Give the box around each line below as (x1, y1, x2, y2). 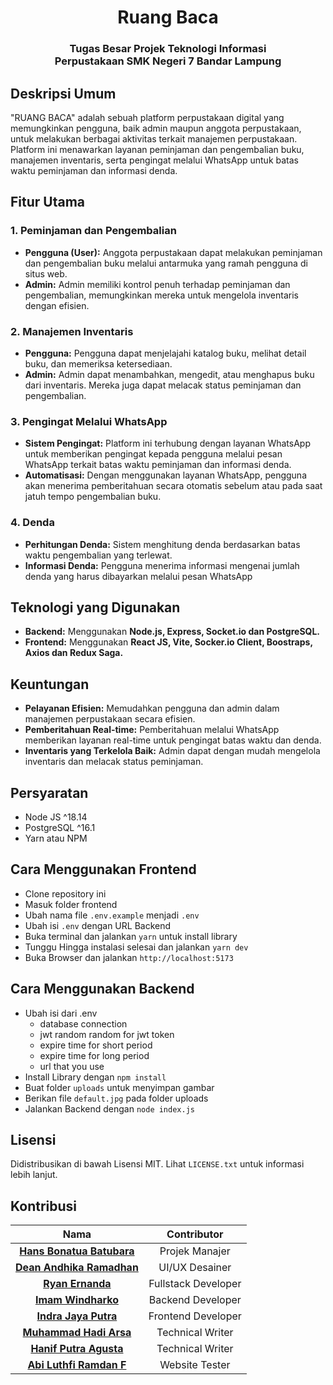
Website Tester (159, 1358, 231, 1372)
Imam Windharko (34, 1293, 119, 1307)
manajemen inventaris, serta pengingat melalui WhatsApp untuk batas (10, 154, 299, 166)
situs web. (24, 267, 68, 280)
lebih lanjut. (10, 1169, 58, 1181)
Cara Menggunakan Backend (10, 981, 195, 998)
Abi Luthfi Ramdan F (27, 1358, 127, 1372)
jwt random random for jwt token (39, 1028, 175, 1040)
